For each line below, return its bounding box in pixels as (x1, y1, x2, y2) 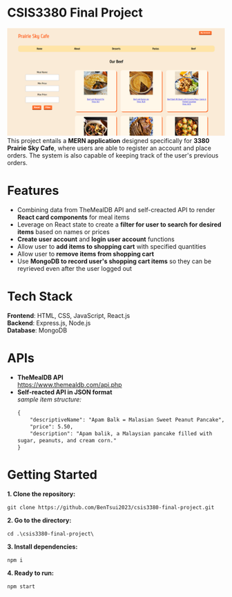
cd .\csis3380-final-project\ (7, 530, 95, 537)
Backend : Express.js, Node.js (7, 319, 91, 327)
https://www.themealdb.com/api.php (17, 380, 122, 388)
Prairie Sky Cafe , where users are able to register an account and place (7, 144, 212, 152)
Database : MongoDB (7, 326, 68, 334)
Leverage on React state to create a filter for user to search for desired (17, 220, 222, 229)
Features (7, 183, 59, 198)
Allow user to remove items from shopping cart (17, 249, 154, 258)
